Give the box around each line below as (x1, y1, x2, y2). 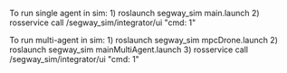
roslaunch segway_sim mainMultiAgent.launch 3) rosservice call (9, 44, 249, 55)
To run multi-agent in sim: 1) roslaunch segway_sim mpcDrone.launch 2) (9, 35, 279, 45)
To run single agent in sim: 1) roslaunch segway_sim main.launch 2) (9, 8, 260, 18)
